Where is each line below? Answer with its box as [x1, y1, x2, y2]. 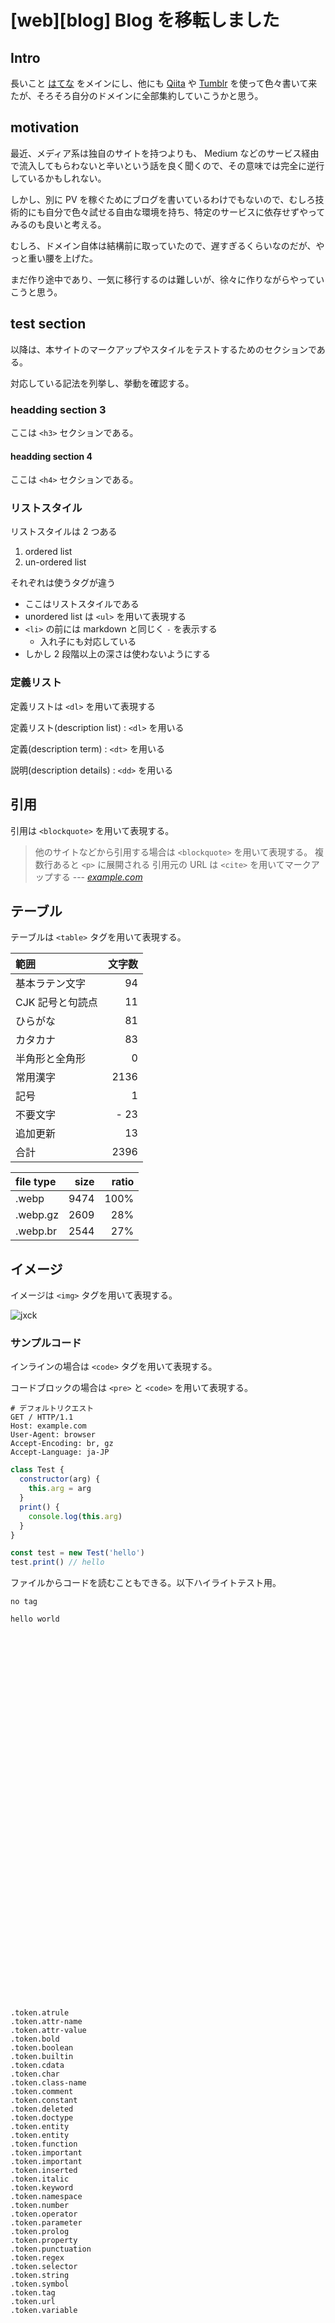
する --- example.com [52, 871, 143, 883]
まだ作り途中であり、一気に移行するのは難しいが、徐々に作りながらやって [10, 273, 317, 285]
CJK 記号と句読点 [15, 996, 98, 1010]
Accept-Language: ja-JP [10, 1447, 110, 1458]
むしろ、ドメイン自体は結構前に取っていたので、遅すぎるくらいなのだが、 [10, 239, 317, 251]
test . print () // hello [10, 1557, 105, 1568]
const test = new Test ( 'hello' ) [10, 1548, 145, 1558]
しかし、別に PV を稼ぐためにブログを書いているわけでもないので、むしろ [10, 193, 316, 205]
